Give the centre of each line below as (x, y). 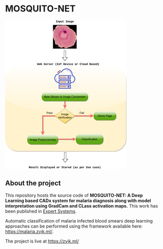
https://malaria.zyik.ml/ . (29, 231)
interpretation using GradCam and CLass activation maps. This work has (81, 206)
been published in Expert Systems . (41, 211)
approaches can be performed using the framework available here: (74, 226)
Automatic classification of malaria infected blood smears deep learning (79, 221)
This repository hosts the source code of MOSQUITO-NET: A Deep (74, 195)
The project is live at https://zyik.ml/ (42, 241)
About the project (33, 183)
